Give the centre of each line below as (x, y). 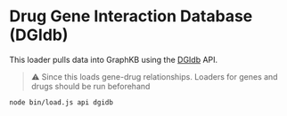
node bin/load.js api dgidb (61, 102)
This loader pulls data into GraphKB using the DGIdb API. (114, 59)
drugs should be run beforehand (90, 86)
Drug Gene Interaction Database (131, 16)
